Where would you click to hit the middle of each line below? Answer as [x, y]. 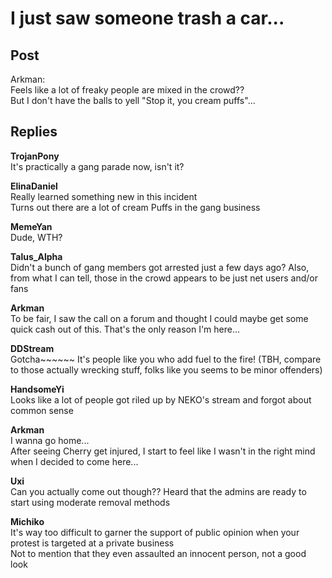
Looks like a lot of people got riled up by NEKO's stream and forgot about [161, 399]
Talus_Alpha [36, 256]
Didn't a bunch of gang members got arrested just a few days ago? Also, [160, 267]
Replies [34, 132]
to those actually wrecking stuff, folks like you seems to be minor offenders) [166, 369]
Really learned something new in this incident [104, 196]
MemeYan [31, 226]
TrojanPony [35, 156]
